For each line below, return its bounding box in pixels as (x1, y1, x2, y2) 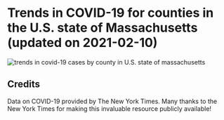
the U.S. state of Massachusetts (7, 20, 198, 36)
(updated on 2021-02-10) (7, 35, 158, 51)
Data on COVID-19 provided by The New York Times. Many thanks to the (7, 97, 218, 105)
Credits (7, 79, 41, 91)
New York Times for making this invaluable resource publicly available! (7, 104, 212, 113)
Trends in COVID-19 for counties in (7, 5, 214, 21)
